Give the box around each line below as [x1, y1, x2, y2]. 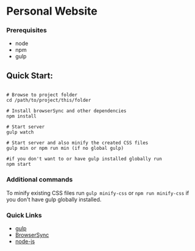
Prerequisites [6, 26, 47, 35]
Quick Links [6, 211, 42, 219]
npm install [6, 113, 37, 119]
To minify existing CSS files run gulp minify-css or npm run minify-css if [6, 189, 190, 196]
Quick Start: [6, 70, 53, 80]
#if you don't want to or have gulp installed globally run [6, 156, 163, 162]
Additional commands [6, 175, 73, 184]
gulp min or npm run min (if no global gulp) [6, 145, 124, 152]
